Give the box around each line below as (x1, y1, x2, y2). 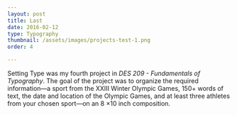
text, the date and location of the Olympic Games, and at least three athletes (7, 92, 231, 100)
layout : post (7, 10, 46, 18)
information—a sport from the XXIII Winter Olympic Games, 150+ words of (7, 84, 224, 92)
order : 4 (7, 43, 33, 50)
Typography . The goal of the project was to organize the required (7, 77, 199, 85)
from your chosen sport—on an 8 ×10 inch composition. (7, 99, 171, 107)
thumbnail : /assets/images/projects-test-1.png (7, 37, 151, 44)
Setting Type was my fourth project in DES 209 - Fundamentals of (7, 69, 201, 77)
